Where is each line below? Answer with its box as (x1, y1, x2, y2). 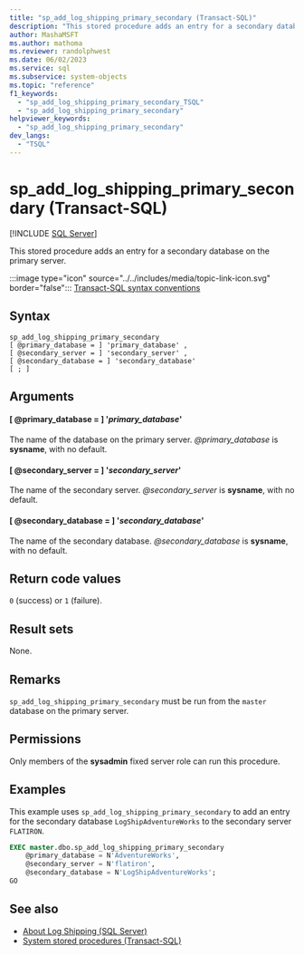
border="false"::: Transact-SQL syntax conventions (9, 282, 201, 293)
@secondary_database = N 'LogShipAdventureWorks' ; (25, 868, 217, 877)
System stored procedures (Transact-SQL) (22, 935, 182, 946)
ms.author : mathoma (9, 38, 83, 48)
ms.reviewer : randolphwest (9, 47, 111, 56)
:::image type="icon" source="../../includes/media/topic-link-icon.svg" (9, 273, 271, 284)
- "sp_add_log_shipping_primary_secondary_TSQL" (17, 97, 204, 107)
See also (9, 902, 59, 917)
